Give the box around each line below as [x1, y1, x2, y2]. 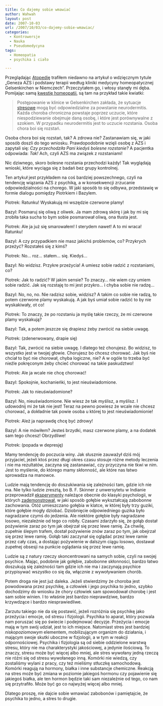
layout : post [5, 16, 32, 21]
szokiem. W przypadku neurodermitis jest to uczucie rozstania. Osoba [17, 120, 158, 126]
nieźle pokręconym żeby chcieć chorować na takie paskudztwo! [5, 360, 134, 366]
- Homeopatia [9, 52, 36, 58]
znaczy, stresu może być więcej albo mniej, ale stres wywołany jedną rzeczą [5, 650, 159, 656]
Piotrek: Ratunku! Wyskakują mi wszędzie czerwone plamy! [5, 199, 124, 205]
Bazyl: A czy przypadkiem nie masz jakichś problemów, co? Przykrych [5, 238, 146, 244]
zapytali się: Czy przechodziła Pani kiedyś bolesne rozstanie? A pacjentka [5, 145, 154, 151]
